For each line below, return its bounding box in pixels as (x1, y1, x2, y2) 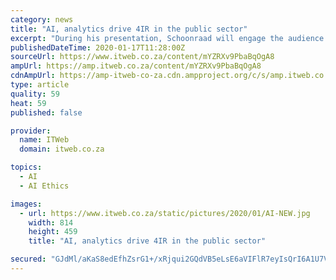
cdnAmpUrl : (10, 71, 56, 81)
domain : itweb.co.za (19, 144, 105, 155)
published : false (10, 107, 83, 118)
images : (10, 199, 43, 209)
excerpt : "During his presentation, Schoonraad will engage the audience (10, 33, 325, 43)
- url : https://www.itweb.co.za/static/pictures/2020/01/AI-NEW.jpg (19, 208, 311, 218)
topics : (10, 162, 43, 173)
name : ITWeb (19, 135, 70, 145)
